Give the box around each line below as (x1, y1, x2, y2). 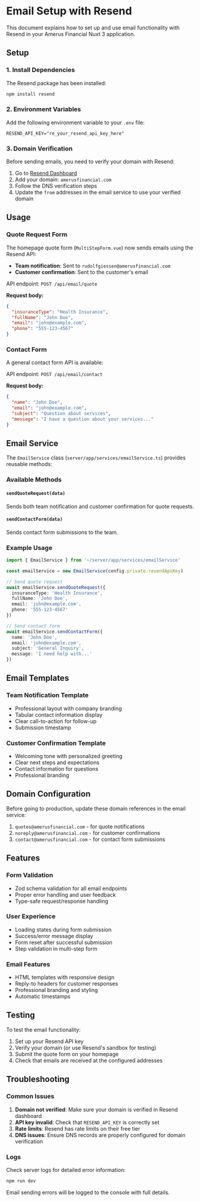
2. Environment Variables (6, 105, 81, 113)
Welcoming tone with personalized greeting (14, 753, 123, 759)
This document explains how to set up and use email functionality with (6, 24, 180, 31)
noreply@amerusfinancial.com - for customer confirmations (14, 829, 160, 836)
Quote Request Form (6, 230, 68, 239)
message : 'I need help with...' (11, 651, 93, 657)
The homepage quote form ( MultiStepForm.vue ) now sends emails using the (6, 244, 193, 251)
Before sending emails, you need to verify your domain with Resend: (6, 158, 175, 166)
